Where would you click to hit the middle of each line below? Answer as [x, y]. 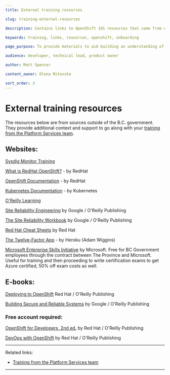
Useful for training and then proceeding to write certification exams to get [82, 261]
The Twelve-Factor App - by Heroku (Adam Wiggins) [60, 240]
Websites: [22, 149]
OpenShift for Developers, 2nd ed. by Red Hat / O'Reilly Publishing [74, 328]
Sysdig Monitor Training [30, 161]
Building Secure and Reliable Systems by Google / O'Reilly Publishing [77, 304]
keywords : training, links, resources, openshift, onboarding [72, 38]
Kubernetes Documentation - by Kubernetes [51, 191]
